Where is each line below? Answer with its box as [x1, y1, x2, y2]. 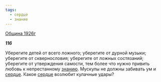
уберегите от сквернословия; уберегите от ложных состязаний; [5, 55, 144, 61]
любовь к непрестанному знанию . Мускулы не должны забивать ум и [5, 66, 156, 72]
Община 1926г [5, 31, 36, 37]
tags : [5, 7, 17, 13]
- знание [10, 17, 28, 22]
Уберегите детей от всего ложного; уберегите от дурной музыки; [5, 50, 146, 56]
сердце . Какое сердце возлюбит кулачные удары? [5, 71, 114, 77]
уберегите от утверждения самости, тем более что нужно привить [5, 61, 150, 67]
